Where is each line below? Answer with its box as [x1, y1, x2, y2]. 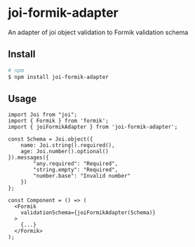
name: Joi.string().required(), [20, 142, 115, 149]
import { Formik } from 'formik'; [8, 118, 109, 125]
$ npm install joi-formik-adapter [8, 73, 109, 80]
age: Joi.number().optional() [20, 148, 109, 155]
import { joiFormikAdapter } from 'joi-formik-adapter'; [8, 124, 178, 131]
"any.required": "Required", [33, 160, 119, 167]
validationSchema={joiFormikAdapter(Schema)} [20, 209, 156, 216]
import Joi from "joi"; [8, 111, 78, 118]
